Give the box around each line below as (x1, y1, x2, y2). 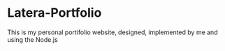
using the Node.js (7, 35, 58, 43)
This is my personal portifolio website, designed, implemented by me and (7, 28, 218, 36)
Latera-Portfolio (7, 5, 102, 21)
